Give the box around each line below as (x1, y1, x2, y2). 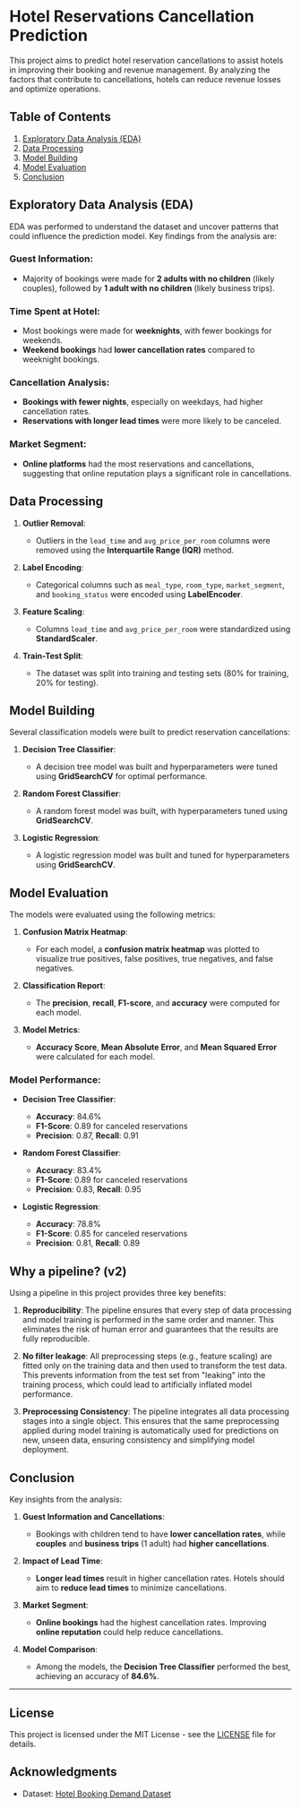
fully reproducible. (21, 1333, 90, 1344)
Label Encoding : (21, 561, 84, 572)
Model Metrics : (21, 1024, 81, 1035)
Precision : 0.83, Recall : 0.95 (35, 1184, 142, 1195)
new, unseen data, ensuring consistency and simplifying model (21, 1435, 255, 1445)
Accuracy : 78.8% (35, 1219, 101, 1230)
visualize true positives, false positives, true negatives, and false (35, 954, 273, 964)
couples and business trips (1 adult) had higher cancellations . (35, 1538, 270, 1549)
